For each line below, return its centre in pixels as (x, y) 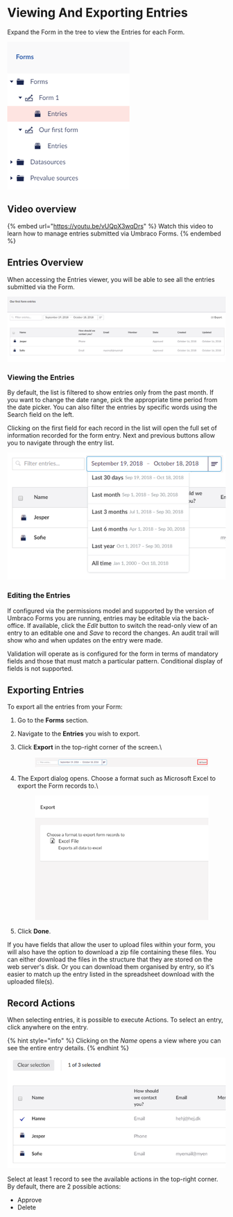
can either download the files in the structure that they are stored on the (110, 959)
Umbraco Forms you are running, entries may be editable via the (99, 618)
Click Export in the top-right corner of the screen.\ (89, 747)
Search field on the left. (41, 414)
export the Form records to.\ (58, 786)
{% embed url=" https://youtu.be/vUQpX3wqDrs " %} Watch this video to (110, 226)
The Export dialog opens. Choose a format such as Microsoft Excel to (116, 778)
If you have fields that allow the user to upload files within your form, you (111, 944)
